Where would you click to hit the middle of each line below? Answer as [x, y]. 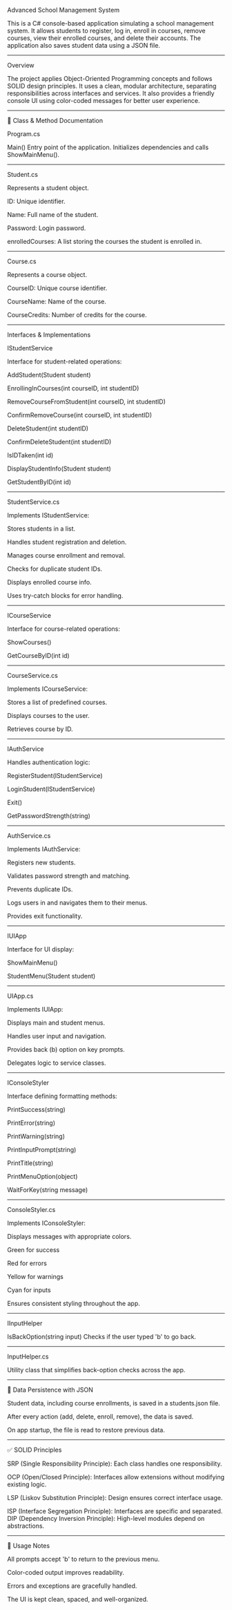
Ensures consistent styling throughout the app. [74, 1303]
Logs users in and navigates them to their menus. [77, 902]
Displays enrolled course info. [49, 582]
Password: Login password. [47, 228]
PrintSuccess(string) [36, 1109]
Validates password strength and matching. [69, 876]
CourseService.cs [33, 675]
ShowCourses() [29, 642]
